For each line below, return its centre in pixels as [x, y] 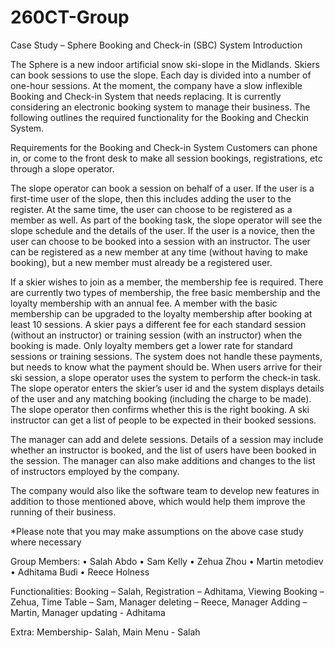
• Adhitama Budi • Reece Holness [80, 572]
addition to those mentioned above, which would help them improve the [158, 501]
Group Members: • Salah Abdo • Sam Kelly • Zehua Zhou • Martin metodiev [167, 561]
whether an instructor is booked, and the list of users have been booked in [163, 450]
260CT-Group [70, 17]
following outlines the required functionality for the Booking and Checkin [160, 117]
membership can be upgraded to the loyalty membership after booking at [161, 313]
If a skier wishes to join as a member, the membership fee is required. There [167, 282]
